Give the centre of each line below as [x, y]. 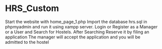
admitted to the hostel [27, 42]
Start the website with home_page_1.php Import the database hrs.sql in [76, 22]
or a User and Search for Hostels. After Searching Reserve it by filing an [77, 32]
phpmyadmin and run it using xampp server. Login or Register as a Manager [81, 26]
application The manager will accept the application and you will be [73, 37]
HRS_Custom [32, 8]
